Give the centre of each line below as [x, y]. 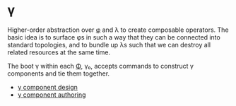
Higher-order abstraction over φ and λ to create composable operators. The [118, 30]
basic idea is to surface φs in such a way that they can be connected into [114, 37]
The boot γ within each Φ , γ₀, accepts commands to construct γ [101, 66]
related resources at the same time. [59, 52]
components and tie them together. [59, 73]
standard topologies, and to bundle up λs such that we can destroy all [109, 45]
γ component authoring [52, 95]
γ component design [47, 87]
